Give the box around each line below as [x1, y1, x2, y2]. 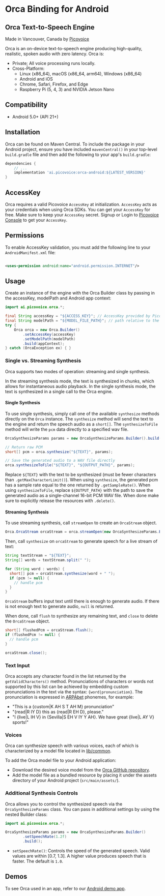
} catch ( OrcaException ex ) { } [5, 346, 71, 351]
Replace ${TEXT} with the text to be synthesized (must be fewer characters [5, 472, 156, 478]
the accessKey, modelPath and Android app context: [5, 295, 111, 301]
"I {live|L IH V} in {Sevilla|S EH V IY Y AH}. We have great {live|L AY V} [12, 714, 155, 720]
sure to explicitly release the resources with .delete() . [5, 498, 115, 504]
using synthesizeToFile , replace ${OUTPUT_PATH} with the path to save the [5, 487, 154, 493]
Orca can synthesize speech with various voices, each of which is [5, 743, 139, 748]
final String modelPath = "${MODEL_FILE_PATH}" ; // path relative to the [5, 318, 160, 323]
